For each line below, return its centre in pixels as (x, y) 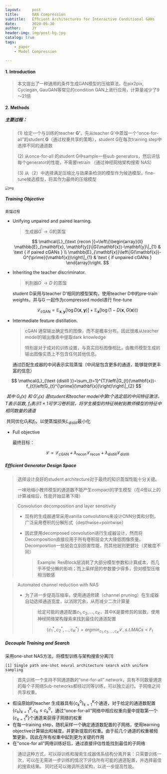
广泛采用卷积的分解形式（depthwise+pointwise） (75, 522)
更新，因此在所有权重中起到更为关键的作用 (61, 737)
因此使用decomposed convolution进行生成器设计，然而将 (84, 533)
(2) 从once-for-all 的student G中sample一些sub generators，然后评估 (89, 156)
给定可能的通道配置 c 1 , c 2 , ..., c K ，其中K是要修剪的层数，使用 (98, 612)
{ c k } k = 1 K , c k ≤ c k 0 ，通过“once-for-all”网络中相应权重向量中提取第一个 (85, 710)
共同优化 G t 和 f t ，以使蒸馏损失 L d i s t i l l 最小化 (48, 422)
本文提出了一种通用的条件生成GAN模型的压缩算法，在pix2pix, (80, 83)
